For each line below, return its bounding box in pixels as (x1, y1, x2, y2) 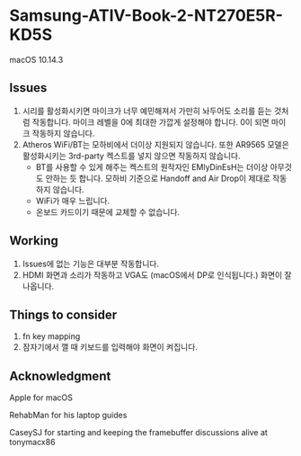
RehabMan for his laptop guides (9, 410, 128, 421)
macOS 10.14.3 (9, 54, 64, 65)
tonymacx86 (9, 437, 56, 448)
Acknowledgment (9, 368, 111, 383)
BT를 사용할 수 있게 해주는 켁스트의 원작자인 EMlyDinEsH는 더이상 (35, 161, 269, 172)
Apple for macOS (9, 392, 74, 403)
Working (9, 233, 58, 248)
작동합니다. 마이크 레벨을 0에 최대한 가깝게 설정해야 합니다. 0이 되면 (31, 116, 270, 127)
